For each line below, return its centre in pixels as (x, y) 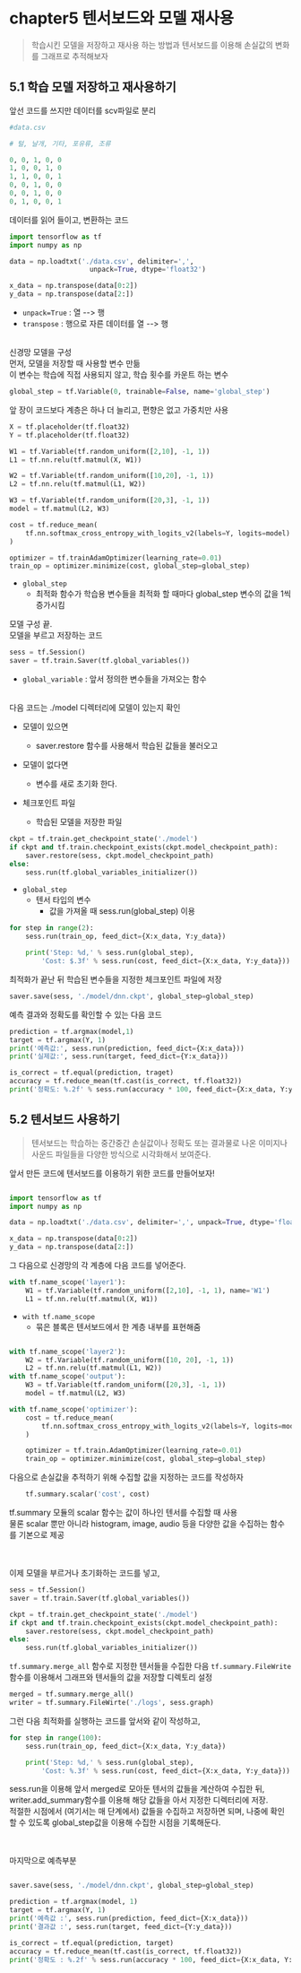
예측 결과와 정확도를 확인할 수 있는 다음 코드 (86, 1014)
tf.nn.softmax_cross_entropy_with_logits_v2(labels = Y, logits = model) (158, 533)
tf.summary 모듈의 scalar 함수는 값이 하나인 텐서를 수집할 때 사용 (124, 1513)
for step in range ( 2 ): (52, 928)
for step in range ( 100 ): (56, 1738)
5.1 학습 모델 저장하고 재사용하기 (93, 87)
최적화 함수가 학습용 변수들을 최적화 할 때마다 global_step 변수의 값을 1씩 (163, 594)
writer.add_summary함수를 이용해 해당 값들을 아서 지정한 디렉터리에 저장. (139, 1800)
